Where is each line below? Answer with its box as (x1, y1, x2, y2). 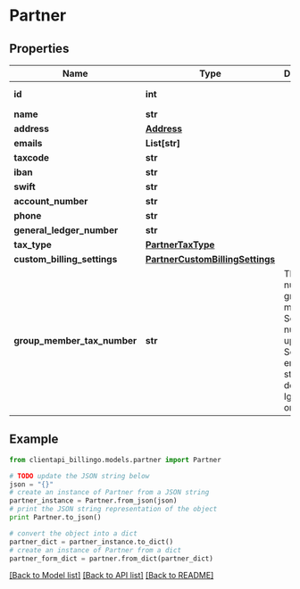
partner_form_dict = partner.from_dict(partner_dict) (9, 554, 214, 563)
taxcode (13, 152, 50, 163)
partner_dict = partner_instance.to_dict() (9, 537, 174, 546)
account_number (13, 195, 88, 207)
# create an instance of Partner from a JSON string (9, 488, 210, 497)
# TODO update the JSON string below (9, 471, 150, 480)
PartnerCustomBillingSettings (146, 253, 276, 265)
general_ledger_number (13, 224, 119, 236)
